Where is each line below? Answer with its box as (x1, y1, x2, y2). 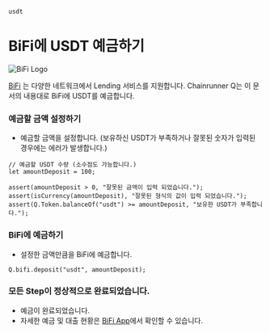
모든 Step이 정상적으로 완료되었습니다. (8, 285, 150, 297)
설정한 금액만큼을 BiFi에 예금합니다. (19, 249, 133, 259)
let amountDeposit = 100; (8, 168, 95, 176)
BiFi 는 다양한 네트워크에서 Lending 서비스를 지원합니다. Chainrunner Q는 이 (8, 81, 251, 91)
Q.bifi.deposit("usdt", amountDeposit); (8, 265, 147, 274)
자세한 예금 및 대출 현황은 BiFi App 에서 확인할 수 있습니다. (19, 315, 204, 325)
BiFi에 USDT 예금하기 (8, 37, 146, 56)
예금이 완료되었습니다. (19, 306, 91, 315)
